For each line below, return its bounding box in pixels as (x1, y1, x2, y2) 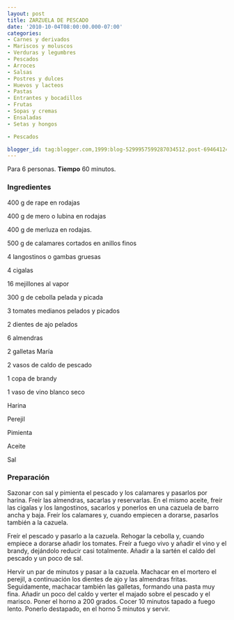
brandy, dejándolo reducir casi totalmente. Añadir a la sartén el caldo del (7, 546, 216, 555)
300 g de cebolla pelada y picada (7, 293, 103, 301)
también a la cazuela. (7, 518, 68, 526)
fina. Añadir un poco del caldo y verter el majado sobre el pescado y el (7, 589, 210, 598)
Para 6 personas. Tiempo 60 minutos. (7, 165, 116, 173)
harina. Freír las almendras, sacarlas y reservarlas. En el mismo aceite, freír (7, 496, 223, 504)
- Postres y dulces (7, 75, 64, 82)
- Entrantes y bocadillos (7, 95, 82, 102)
